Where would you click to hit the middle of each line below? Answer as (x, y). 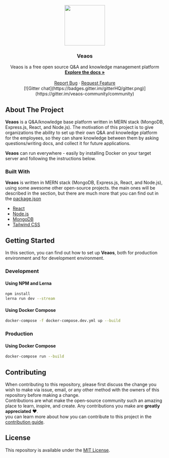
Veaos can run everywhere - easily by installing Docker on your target (78, 153)
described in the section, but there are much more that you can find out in (82, 193)
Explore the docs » (85, 72)
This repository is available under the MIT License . (58, 450)
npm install (18, 294)
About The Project (35, 109)
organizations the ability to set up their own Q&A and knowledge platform (81, 133)
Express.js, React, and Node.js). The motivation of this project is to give (79, 127)
